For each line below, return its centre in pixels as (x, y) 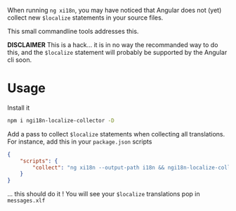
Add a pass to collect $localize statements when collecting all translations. (116, 134)
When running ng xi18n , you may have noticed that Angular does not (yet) (114, 10)
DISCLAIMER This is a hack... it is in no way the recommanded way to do (113, 45)
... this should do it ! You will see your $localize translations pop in (104, 194)
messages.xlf (26, 201)
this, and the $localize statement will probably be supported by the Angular (117, 52)
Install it (19, 108)
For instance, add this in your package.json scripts (80, 141)
